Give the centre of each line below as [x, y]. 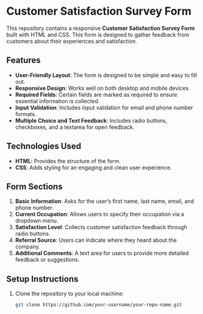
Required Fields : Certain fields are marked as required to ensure [96, 94]
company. [28, 247]
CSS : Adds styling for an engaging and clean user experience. [93, 167]
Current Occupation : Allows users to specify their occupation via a [100, 214]
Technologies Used [44, 146]
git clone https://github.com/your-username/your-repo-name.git [98, 305]
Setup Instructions [42, 279]
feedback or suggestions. [47, 260]
